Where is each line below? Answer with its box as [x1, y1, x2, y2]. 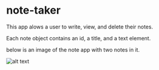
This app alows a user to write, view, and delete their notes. [6, 23, 153, 30]
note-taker [6, 4, 61, 17]
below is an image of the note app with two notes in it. [6, 46, 140, 53]
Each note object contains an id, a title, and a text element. [6, 34, 151, 42]
